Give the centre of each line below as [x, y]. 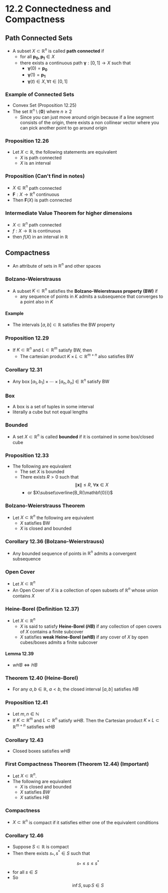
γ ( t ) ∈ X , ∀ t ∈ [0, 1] [47, 81]
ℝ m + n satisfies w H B [34, 726]
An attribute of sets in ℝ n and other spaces [57, 265]
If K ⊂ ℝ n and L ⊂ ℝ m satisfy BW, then [52, 350]
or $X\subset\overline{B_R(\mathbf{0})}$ [70, 493]
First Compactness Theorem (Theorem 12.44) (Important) [77, 764]
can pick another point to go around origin [63, 128]
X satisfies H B [34, 798]
